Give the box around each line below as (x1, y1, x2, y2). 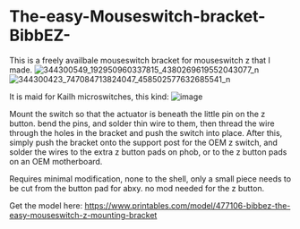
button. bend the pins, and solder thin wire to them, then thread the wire (9, 118, 275, 129)
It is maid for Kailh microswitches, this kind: (9, 91, 169, 102)
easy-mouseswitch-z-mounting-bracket (9, 209, 158, 220)
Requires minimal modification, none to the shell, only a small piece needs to (9, 173, 292, 184)
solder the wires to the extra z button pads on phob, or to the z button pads (9, 146, 287, 157)
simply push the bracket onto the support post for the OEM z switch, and (9, 137, 278, 148)
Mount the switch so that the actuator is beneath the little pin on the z (9, 108, 266, 119)
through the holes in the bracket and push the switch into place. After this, (9, 127, 283, 138)
